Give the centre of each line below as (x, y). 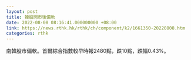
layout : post (22, 11)
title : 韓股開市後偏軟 (31, 17)
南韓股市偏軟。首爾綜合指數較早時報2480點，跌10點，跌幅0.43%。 (88, 51)
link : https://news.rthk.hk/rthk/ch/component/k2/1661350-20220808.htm (95, 28)
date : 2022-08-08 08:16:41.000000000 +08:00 (61, 22)
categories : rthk (27, 34)
